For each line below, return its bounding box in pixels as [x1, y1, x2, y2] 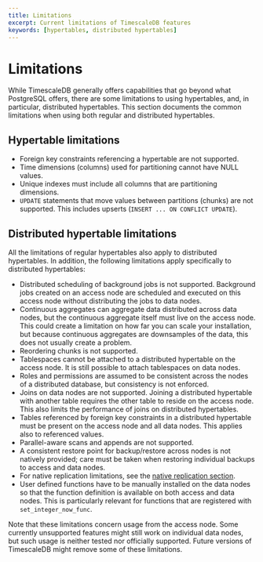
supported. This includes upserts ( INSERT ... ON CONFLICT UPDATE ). [19, 205, 238, 214]
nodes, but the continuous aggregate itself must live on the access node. [19, 313, 256, 322]
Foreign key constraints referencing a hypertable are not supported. [19, 154, 239, 164]
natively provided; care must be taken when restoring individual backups [19, 454, 255, 463]
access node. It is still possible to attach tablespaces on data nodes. [19, 362, 241, 372]
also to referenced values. [19, 429, 104, 439]
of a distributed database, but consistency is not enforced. [19, 379, 210, 389]
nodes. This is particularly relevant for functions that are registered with [19, 495, 252, 506]
